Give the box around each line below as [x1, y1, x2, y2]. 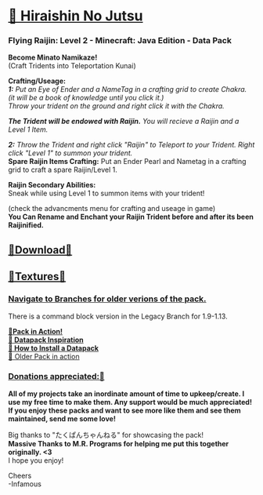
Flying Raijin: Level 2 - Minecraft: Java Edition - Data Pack [8, 35, 232, 46]
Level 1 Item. [8, 125, 49, 134]
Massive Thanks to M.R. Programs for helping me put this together [8, 439, 229, 448]
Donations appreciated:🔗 [8, 371, 105, 382]
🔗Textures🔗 [8, 270, 67, 283]
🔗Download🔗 [8, 243, 73, 257]
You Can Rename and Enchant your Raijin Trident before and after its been [8, 212, 254, 222]
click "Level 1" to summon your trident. [8, 148, 133, 158]
